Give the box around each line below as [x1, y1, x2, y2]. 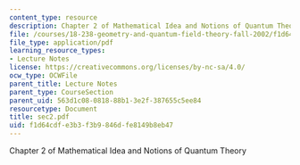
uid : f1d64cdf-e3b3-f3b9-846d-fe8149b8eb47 [9, 121, 174, 130]
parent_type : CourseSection [9, 87, 114, 96]
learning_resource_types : [9, 46, 105, 55]
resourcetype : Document [9, 104, 98, 113]
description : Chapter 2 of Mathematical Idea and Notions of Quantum [9, 21, 274, 30]
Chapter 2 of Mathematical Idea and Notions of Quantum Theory [9, 145, 247, 156]
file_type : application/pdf [9, 37, 114, 47]
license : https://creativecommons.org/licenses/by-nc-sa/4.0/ [9, 63, 246, 72]
